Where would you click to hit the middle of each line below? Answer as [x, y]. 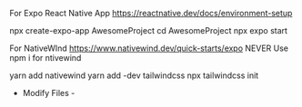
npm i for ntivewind [45, 58]
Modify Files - [49, 93]
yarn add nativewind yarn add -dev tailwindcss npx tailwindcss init [134, 75]
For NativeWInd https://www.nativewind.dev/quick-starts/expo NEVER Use [149, 48]
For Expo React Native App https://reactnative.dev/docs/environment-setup [151, 13]
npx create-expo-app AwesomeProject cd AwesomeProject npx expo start [149, 30]
